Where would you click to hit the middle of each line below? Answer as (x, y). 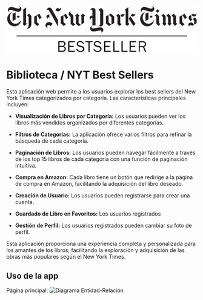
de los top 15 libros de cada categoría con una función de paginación (101, 159)
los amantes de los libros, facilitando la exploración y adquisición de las (95, 250)
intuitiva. (26, 166)
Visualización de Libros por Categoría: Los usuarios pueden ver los (100, 116)
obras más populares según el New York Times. (66, 257)
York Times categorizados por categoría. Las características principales (96, 98)
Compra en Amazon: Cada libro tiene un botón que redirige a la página (104, 177)
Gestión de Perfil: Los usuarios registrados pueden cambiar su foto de (103, 226)
